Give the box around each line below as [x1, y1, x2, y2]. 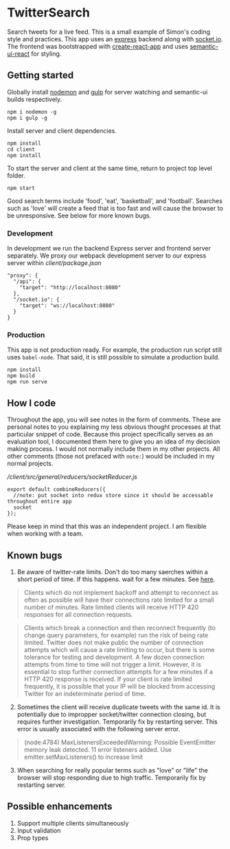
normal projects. [7, 459, 54, 468]
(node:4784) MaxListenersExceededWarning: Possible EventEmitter [23, 738, 216, 746]
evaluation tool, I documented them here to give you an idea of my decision [7, 437, 220, 446]
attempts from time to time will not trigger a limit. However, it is [23, 660, 201, 669]
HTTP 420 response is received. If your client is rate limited [23, 675, 192, 683]
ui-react [7, 50, 30, 58]
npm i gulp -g [7, 114, 48, 121]
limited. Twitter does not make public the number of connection [23, 638, 204, 647]
